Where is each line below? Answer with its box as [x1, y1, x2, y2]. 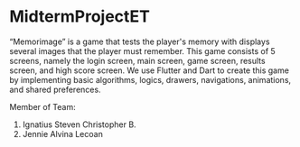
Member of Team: [9, 101, 76, 112]
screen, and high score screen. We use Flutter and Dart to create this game [9, 65, 289, 76]
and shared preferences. [9, 84, 101, 95]
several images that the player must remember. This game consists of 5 [9, 45, 276, 56]
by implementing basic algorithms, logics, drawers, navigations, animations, [9, 74, 292, 85]
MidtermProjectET [9, 6, 151, 27]
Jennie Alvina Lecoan [22, 128, 104, 139]
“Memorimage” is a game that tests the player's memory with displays [9, 36, 270, 47]
